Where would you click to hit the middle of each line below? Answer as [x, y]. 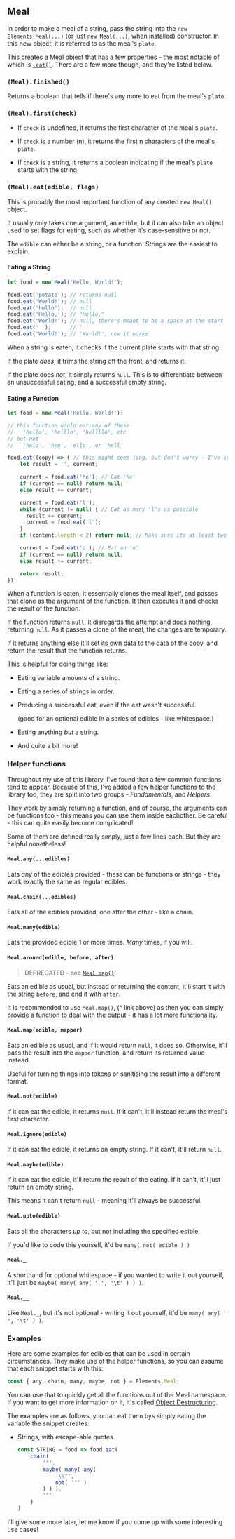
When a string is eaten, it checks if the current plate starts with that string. [114, 347]
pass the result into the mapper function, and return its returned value [106, 1053]
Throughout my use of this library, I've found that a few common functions [114, 779]
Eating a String [29, 267]
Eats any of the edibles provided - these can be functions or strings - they [114, 874]
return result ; [42, 574]
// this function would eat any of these [69, 425]
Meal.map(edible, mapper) [45, 1030]
